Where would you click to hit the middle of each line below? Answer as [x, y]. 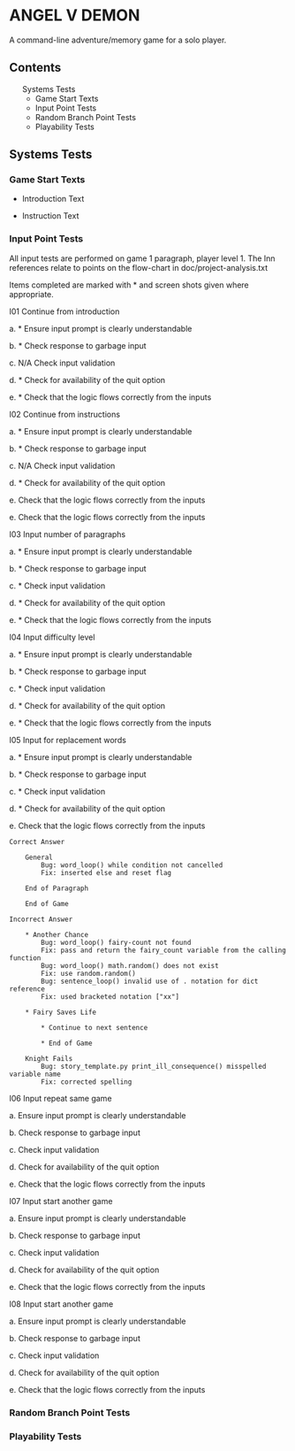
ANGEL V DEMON [75, 15]
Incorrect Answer [41, 919]
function [25, 958]
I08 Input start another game [61, 1304]
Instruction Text [50, 216]
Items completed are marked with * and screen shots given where [129, 285]
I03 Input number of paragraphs [68, 534]
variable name [35, 1074]
